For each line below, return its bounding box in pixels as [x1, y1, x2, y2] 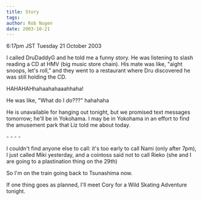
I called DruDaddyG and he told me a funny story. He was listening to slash [6, 54, 194, 61]
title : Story [6, 8, 39, 15]
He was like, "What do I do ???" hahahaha [6, 97, 109, 104]
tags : [6, 15, 20, 21]
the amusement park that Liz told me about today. [6, 122, 131, 129]
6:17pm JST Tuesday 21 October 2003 [6, 42, 102, 50]
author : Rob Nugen [6, 20, 53, 26]
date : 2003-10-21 [6, 25, 50, 32]
